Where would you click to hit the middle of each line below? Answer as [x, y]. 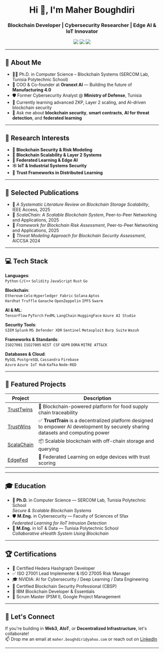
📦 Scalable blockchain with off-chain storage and [96, 441]
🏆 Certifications [31, 554]
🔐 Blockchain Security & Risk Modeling [52, 150]
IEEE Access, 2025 [31, 209]
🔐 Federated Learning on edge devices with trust [94, 457]
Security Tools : [21, 325]
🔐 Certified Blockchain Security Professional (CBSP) [64, 587]
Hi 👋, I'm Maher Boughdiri [82, 10]
